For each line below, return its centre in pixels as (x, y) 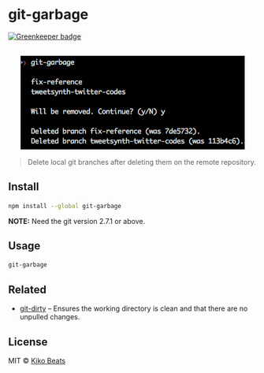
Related (28, 289)
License (28, 342)
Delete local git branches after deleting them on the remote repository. (141, 162)
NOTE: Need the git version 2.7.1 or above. (77, 221)
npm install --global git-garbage (65, 206)
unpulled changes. (50, 317)
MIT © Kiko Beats (37, 360)
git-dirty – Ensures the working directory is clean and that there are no (134, 308)
